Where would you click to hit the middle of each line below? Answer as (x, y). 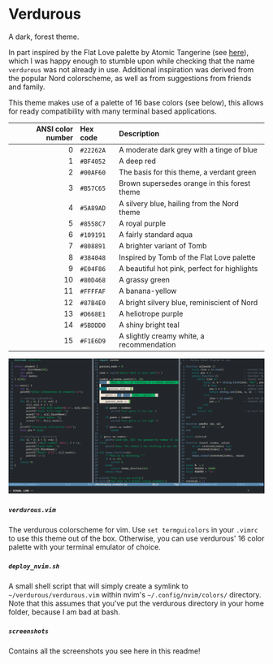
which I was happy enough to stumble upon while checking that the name (132, 61)
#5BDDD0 (93, 326)
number (60, 138)
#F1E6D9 (93, 341)
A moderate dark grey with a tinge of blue (188, 149)
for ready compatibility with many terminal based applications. (113, 111)
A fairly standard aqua (156, 235)
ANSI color (55, 129)
